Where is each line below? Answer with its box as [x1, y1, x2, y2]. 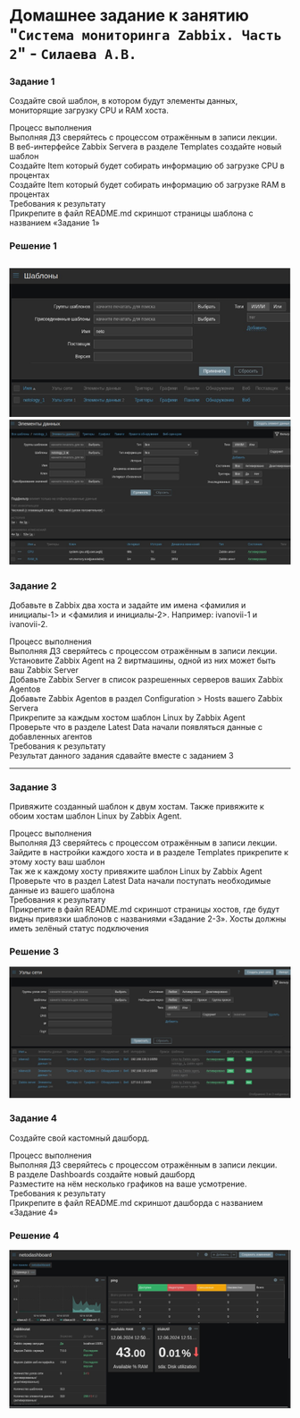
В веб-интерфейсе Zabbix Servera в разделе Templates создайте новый [9, 141, 282, 152]
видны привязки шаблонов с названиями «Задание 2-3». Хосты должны [9, 913, 287, 924]
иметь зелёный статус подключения [9, 923, 149, 934]
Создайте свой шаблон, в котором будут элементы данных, [9, 96, 238, 106]
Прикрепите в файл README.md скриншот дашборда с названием [9, 1197, 263, 1208]
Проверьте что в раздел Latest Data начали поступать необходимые [9, 876, 271, 887]
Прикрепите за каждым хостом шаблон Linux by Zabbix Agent [9, 712, 246, 723]
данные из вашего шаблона [9, 885, 115, 896]
